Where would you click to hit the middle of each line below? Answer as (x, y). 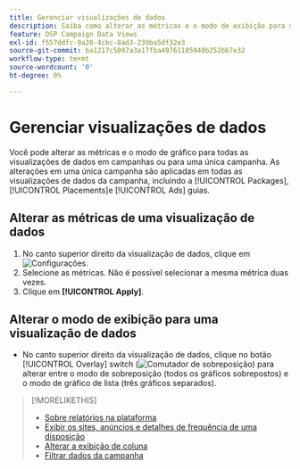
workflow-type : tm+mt (50, 59)
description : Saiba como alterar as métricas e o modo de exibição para (147, 26)
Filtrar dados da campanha (94, 456)
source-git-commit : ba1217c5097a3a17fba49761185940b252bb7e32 (127, 51)
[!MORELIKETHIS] (64, 400)
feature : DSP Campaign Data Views (74, 34)
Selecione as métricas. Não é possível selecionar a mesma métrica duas (155, 272)
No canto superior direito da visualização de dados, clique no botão (147, 355)
